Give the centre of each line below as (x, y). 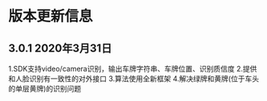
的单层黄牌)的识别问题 (45, 89)
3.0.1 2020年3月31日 (60, 48)
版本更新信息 (51, 16)
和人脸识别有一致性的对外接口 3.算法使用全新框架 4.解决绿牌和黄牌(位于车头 (133, 79)
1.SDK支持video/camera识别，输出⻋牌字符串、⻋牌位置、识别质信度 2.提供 (133, 69)
